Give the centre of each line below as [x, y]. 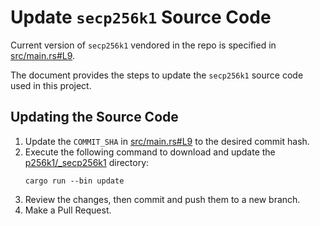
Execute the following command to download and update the [150, 152]
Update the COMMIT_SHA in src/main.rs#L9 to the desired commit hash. [167, 141]
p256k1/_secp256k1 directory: [87, 162]
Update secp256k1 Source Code [141, 17]
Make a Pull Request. [68, 210]
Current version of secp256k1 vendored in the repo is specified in [143, 45]
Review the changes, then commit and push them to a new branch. [162, 199]
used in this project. [51, 85]
